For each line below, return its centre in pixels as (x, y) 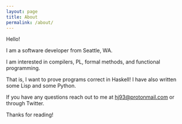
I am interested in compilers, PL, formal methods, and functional (83, 62)
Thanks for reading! (30, 115)
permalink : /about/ (30, 22)
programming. (23, 68)
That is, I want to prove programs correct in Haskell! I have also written (91, 79)
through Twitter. (25, 103)
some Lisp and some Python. (41, 86)
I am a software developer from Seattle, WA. (59, 51)
